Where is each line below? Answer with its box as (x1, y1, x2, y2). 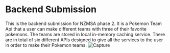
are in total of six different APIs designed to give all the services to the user (5, 37, 163, 43)
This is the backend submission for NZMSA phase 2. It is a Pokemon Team (5, 20, 162, 26)
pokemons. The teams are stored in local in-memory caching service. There (5, 31, 165, 37)
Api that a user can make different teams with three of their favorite (5, 25, 147, 32)
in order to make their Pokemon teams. (5, 42, 87, 48)
